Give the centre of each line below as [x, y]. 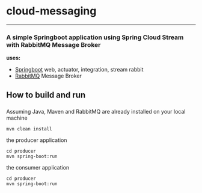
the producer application [37, 140]
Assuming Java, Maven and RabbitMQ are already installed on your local [96, 111]
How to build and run [46, 95]
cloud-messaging [51, 11]
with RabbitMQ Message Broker [54, 44]
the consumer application [38, 167]
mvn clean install [29, 129]
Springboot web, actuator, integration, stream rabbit [79, 70]
